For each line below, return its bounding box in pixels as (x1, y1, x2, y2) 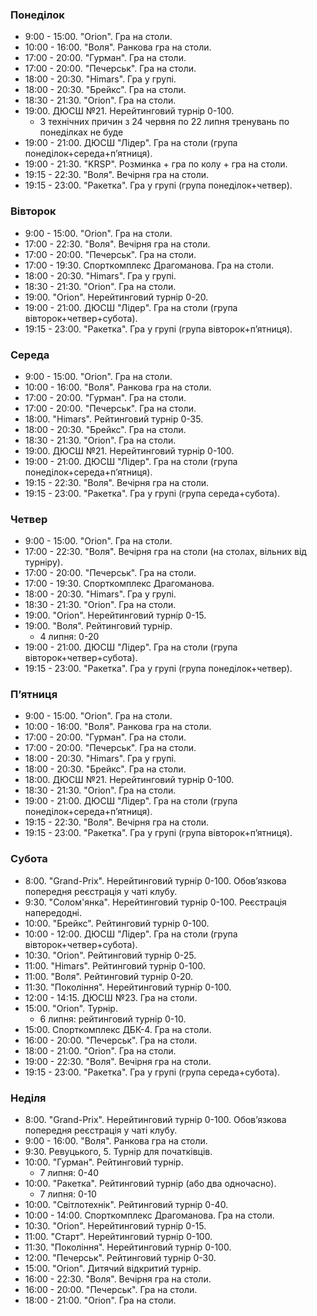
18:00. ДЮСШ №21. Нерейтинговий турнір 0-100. (24, 774, 235, 786)
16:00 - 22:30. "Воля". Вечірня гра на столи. (24, 1273, 212, 1285)
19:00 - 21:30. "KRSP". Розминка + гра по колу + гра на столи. (24, 158, 288, 170)
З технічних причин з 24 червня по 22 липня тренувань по (39, 116, 290, 128)
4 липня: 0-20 (39, 631, 100, 643)
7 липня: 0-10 (39, 1188, 97, 1200)
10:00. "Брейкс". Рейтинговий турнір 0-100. (24, 917, 210, 929)
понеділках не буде (39, 126, 124, 138)
